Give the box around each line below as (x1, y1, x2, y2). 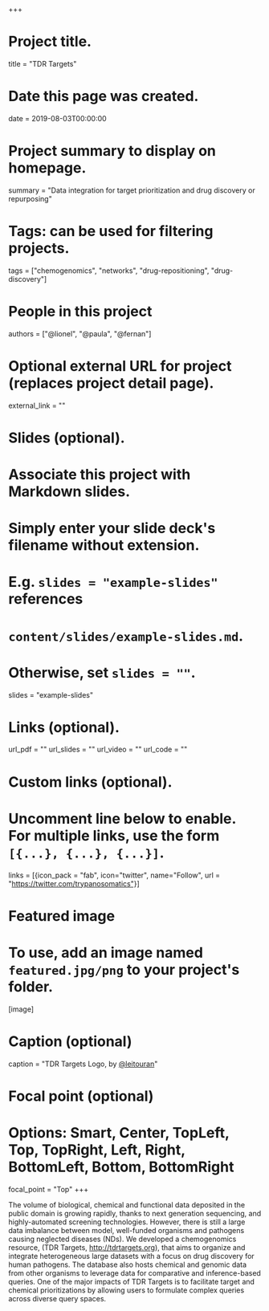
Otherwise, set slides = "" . (8, 663, 196, 682)
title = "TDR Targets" (8, 59, 77, 68)
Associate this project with (8, 466, 191, 483)
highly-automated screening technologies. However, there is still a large (8, 1217, 246, 1227)
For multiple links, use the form (8, 826, 220, 845)
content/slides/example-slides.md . (8, 627, 243, 645)
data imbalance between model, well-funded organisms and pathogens (8, 1225, 245, 1235)
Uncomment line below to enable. (8, 809, 237, 828)
